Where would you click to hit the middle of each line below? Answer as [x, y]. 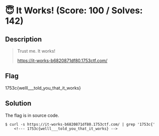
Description [23, 39]
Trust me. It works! [36, 51]
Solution [18, 103]
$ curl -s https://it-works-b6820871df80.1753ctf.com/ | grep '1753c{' [80, 124]
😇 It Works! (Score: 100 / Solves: [74, 11]
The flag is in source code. [32, 115]
